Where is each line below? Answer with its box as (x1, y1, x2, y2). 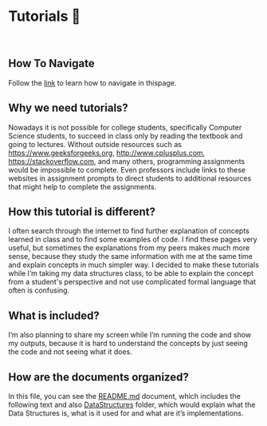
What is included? (8, 309, 100, 322)
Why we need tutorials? (8, 102, 129, 115)
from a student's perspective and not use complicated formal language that (8, 277, 257, 287)
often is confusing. (8, 285, 70, 295)
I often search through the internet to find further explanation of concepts (8, 226, 249, 236)
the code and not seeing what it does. (8, 347, 133, 356)
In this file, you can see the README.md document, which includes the (8, 392, 241, 400)
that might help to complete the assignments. (8, 181, 157, 191)
